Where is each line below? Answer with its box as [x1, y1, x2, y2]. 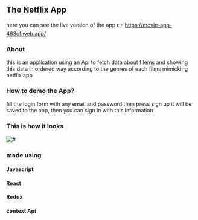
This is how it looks [6, 122, 64, 131]
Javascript [6, 166, 34, 173]
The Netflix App [6, 5, 67, 15]
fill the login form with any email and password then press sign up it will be [6, 100, 192, 108]
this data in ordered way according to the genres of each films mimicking [6, 65, 188, 73]
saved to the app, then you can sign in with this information [6, 107, 154, 114]
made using [6, 150, 42, 159]
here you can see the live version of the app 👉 [6, 21, 124, 28]
